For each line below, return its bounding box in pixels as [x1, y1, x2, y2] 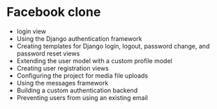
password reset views [16, 49, 80, 58]
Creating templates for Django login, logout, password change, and [16, 42, 210, 50]
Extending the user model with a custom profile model [16, 56, 172, 65]
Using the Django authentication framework [16, 34, 142, 42]
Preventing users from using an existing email [16, 93, 148, 101]
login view [16, 27, 47, 35]
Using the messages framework [16, 78, 109, 87]
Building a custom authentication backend [16, 86, 138, 94]
